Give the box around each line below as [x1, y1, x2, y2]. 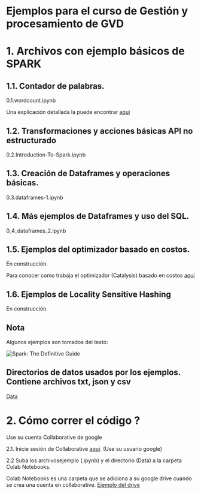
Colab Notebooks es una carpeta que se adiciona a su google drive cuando [6, 475, 193, 482]
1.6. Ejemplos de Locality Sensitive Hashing [6, 289, 172, 299]
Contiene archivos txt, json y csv [6, 376, 132, 387]
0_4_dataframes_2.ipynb [6, 227, 66, 234]
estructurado [6, 135, 57, 145]
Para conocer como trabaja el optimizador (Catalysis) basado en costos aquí [6, 272, 196, 279]
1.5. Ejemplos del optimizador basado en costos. [6, 245, 190, 255]
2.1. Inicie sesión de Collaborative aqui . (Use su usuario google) [6, 445, 163, 452]
